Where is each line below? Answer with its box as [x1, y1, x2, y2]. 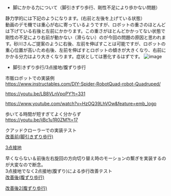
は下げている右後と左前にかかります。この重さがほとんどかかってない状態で [5, 28, 166, 34]
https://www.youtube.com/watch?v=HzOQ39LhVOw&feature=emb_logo [5, 101, 157, 106]
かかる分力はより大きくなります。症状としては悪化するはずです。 [5, 53, 143, 60]
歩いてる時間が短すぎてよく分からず [5, 111, 82, 117]
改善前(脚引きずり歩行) [5, 134, 54, 139]
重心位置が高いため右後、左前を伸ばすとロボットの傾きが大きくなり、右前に [5, 47, 166, 53]
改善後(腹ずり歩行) [5, 175, 45, 180]
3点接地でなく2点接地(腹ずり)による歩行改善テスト [5, 168, 112, 174]
